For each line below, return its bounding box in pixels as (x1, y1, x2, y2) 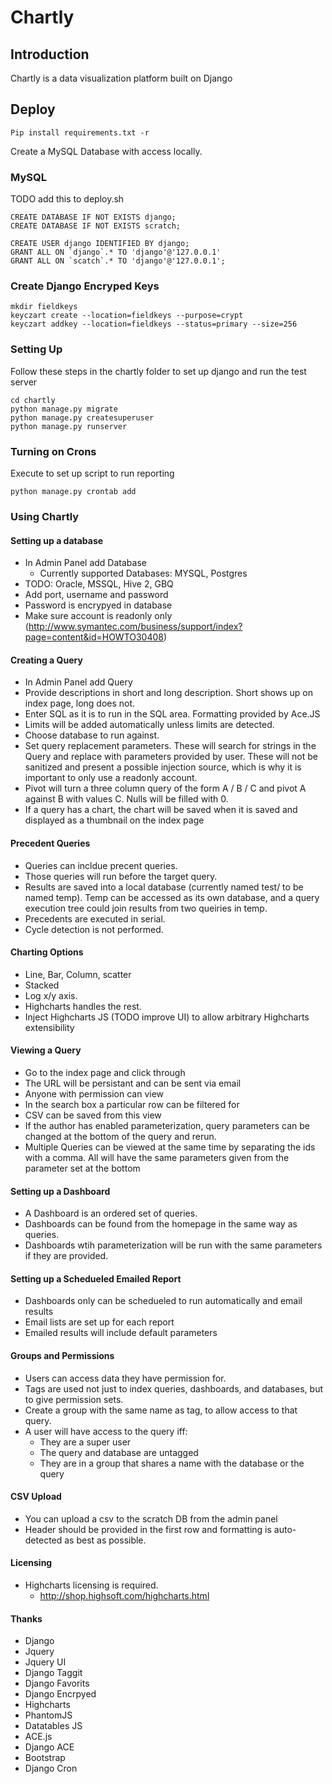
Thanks (10, 1612, 43, 1625)
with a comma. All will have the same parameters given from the (24, 1151, 290, 1163)
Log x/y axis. (24, 989, 78, 1001)
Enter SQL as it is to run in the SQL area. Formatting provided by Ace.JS (24, 708, 321, 720)
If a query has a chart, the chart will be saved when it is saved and (24, 804, 298, 816)
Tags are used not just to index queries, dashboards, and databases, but (24, 1382, 323, 1395)
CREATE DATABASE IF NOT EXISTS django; (10, 212, 177, 223)
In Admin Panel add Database (24, 557, 147, 569)
